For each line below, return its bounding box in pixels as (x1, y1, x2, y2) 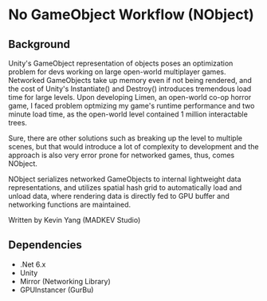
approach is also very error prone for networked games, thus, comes (8, 150, 235, 160)
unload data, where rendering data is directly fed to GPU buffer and (8, 192, 230, 200)
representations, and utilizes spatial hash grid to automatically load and (8, 183, 242, 192)
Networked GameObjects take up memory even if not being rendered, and (8, 76, 253, 85)
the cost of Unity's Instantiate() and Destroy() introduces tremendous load (8, 84, 252, 93)
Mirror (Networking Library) (19, 276, 111, 286)
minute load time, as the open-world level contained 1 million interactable (8, 109, 249, 119)
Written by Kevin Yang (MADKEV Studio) (8, 216, 141, 224)
